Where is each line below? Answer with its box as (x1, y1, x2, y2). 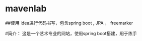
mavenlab (5, 3, 47, 14)
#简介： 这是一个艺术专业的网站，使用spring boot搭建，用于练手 (5, 30, 138, 36)
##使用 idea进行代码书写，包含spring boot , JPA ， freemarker (5, 20, 133, 26)
